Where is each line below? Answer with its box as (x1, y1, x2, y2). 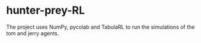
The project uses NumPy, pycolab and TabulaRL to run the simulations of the (6, 23, 195, 30)
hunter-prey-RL (6, 4, 86, 17)
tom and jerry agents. (6, 29, 59, 36)
